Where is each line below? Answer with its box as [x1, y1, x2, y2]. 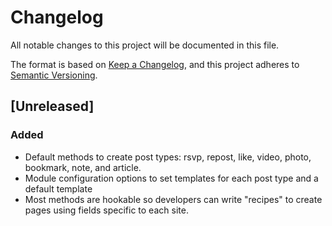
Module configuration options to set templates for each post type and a [24, 172, 319, 184]
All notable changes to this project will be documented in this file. [10, 39, 280, 51]
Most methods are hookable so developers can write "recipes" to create [24, 193, 323, 205]
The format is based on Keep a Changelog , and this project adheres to [10, 58, 300, 70]
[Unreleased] [10, 98, 95, 115]
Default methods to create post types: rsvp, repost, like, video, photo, [24, 151, 312, 163]
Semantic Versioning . [10, 69, 98, 81]
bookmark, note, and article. [24, 161, 142, 173]
